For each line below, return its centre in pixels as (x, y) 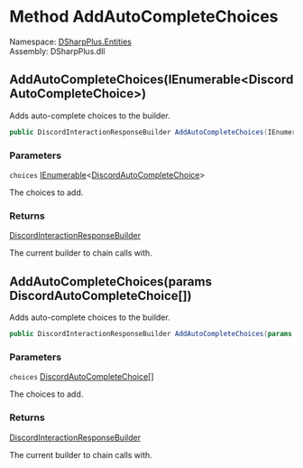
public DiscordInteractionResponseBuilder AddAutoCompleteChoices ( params (151, 334)
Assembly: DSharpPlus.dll (57, 51)
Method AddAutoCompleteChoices (144, 17)
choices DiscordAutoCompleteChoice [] (82, 377)
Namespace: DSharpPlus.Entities (71, 42)
